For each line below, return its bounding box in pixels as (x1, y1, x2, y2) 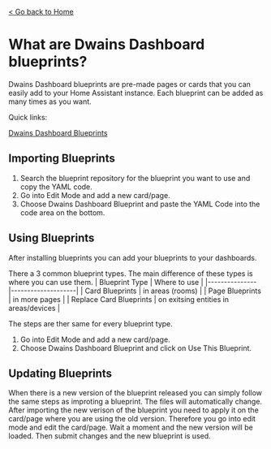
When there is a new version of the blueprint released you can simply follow (8, 388, 262, 398)
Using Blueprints (8, 231, 95, 245)
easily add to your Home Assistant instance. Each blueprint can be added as (8, 88, 264, 97)
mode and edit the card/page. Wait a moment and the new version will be (8, 422, 253, 433)
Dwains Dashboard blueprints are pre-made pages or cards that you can (8, 79, 252, 89)
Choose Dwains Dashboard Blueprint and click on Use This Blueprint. (19, 343, 252, 352)
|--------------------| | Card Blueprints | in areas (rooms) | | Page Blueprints (8, 286, 262, 296)
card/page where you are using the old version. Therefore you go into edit (8, 414, 256, 424)
